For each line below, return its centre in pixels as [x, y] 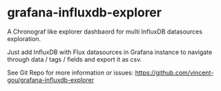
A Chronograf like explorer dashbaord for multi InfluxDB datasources [105, 31]
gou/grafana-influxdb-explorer [51, 79]
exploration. [24, 38]
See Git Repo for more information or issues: [70, 73]
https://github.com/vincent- [174, 73]
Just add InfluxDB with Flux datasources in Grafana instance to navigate [110, 52]
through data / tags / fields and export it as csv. [75, 59]
